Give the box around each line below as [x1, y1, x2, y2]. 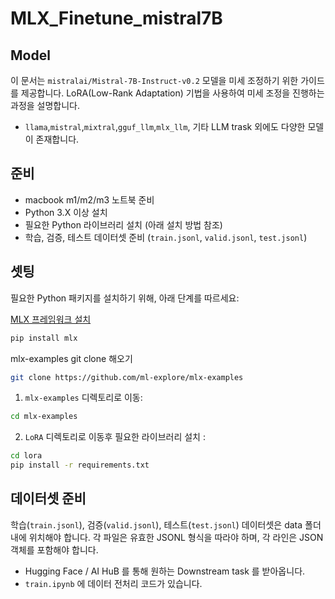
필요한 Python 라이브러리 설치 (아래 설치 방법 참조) [24, 218, 223, 231]
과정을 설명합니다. [10, 100, 81, 111]
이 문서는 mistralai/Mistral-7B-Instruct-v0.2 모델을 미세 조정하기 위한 [10, 75, 299, 86]
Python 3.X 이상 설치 [24, 206, 108, 218]
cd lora [10, 451, 43, 461]
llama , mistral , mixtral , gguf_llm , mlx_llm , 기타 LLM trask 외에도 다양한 [24, 121, 306, 132]
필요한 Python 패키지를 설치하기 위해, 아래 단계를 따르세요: [10, 292, 240, 304]
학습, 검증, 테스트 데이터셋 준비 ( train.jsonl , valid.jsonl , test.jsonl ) [24, 231, 308, 243]
